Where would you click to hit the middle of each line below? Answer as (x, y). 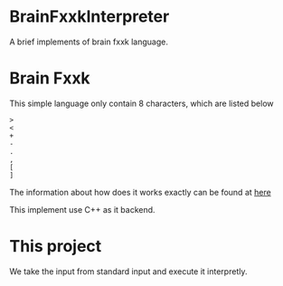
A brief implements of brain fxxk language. (89, 42)
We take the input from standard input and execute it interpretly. (128, 271)
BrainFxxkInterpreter (90, 17)
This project (56, 247)
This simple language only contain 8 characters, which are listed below (141, 103)
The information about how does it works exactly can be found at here (140, 192)
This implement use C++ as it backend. (82, 209)
